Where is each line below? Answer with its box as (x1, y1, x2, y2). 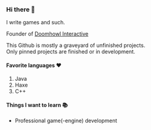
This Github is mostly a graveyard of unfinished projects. (6, 42, 146, 49)
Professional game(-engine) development (14, 117, 118, 124)
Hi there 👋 (6, 5, 36, 14)
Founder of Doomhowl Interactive (6, 30, 88, 37)
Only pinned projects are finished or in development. (6, 48, 135, 55)
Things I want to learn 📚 (6, 102, 68, 109)
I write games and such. (6, 19, 66, 26)
